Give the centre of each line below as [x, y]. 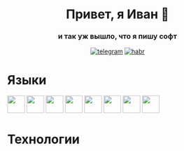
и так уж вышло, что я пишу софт [118, 37]
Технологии [44, 139]
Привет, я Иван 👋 [118, 14]
